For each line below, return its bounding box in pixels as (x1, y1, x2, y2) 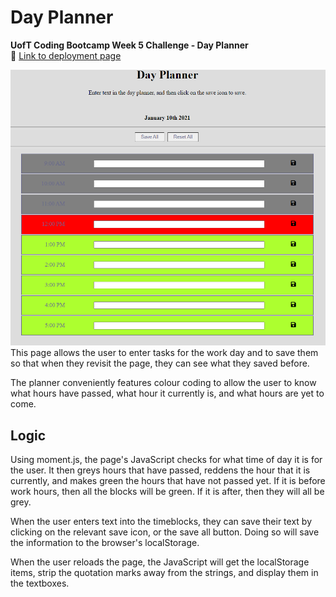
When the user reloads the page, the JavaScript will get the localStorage (10, 556, 310, 568)
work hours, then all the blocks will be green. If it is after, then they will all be (10, 486, 325, 498)
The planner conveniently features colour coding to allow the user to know (10, 377, 317, 389)
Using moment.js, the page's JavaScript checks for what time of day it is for (10, 454, 323, 466)
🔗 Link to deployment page (10, 49, 122, 61)
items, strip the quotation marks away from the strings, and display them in (10, 567, 319, 579)
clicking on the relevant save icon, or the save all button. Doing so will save (10, 526, 320, 538)
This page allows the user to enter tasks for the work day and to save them (10, 347, 319, 359)
